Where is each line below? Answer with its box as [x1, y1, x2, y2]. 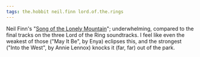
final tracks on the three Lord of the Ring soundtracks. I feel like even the [6, 31, 185, 39]
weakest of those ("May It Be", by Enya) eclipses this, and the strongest [6, 37, 182, 45]
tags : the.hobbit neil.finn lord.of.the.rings [6, 8, 124, 15]
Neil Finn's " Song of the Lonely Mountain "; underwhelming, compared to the [6, 25, 194, 32]
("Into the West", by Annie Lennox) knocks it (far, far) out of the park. [6, 44, 176, 51]
